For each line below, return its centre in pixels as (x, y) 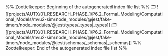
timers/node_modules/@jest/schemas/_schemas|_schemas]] (69, 43)
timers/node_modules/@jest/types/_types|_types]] (58, 25)
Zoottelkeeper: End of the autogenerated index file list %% (66, 48)
